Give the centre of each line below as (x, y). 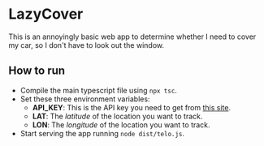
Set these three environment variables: (85, 99)
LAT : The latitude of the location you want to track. (117, 116)
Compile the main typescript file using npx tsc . (98, 90)
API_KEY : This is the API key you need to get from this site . (132, 107)
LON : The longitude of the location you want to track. (121, 125)
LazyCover (46, 14)
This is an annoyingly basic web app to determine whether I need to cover (132, 36)
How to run (37, 71)
